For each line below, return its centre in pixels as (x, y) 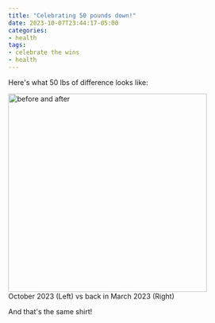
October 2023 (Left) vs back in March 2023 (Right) (91, 296)
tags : (17, 45)
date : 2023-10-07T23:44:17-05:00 (63, 23)
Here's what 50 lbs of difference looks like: (78, 82)
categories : (28, 30)
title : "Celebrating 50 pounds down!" (72, 15)
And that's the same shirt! (50, 311)
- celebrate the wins (44, 52)
